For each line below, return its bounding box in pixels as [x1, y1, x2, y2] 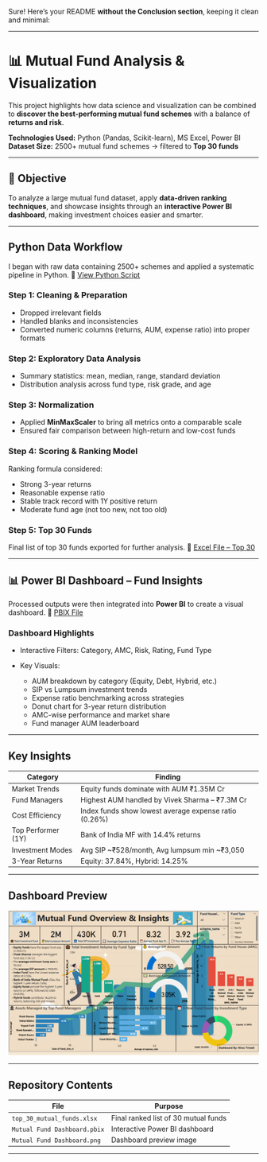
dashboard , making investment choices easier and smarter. [8, 210, 204, 220]
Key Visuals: [19, 661, 60, 670]
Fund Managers [11, 795, 64, 804]
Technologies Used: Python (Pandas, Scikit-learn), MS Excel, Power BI [8, 133, 241, 142]
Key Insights [8, 749, 72, 763]
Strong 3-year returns [19, 479, 91, 488]
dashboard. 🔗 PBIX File [8, 608, 83, 617]
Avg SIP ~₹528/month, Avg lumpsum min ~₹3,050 [80, 845, 245, 854]
